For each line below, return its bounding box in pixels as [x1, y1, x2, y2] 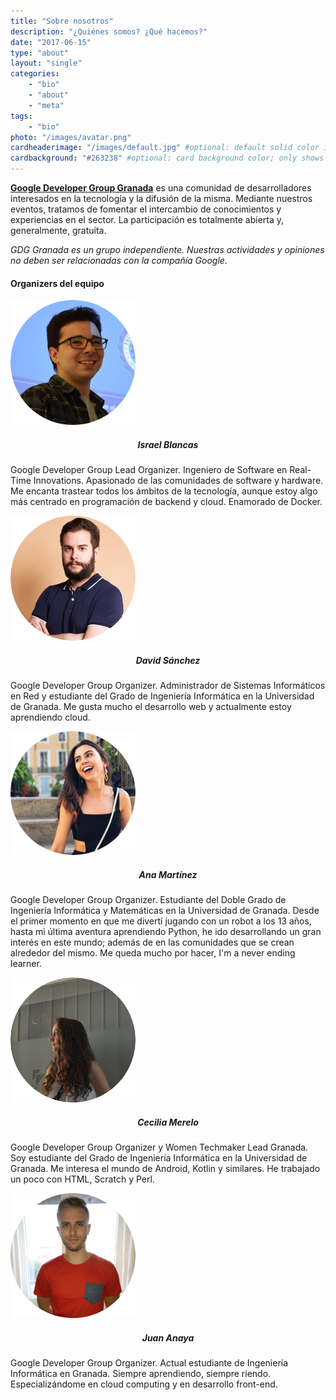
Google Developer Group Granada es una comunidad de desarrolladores [10, 182, 312, 194]
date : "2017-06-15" [10, 37, 92, 47]
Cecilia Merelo [137, 1116, 199, 1128]
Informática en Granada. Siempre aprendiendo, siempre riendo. [10, 1368, 272, 1380]
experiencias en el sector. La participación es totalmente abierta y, [10, 214, 285, 225]
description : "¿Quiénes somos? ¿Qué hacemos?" [10, 26, 208, 37]
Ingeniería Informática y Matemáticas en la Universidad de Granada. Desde [10, 905, 320, 917]
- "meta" [28, 100, 65, 110]
